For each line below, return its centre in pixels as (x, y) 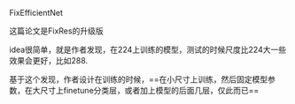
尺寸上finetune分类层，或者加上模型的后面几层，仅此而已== (149, 90)
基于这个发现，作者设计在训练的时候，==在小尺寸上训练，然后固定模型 (139, 79)
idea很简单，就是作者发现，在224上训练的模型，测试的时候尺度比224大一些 (147, 49)
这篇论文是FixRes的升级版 (56, 31)
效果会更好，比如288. (49, 60)
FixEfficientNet (36, 13)
